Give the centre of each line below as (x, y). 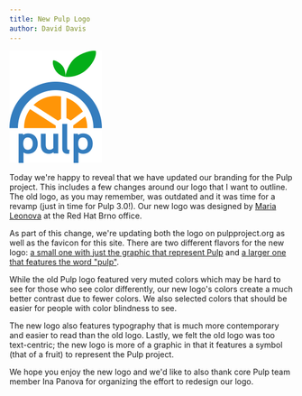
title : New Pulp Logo (50, 19)
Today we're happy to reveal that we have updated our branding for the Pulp (151, 177)
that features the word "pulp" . (64, 262)
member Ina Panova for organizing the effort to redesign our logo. (132, 381)
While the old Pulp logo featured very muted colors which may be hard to (145, 279)
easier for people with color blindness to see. (93, 308)
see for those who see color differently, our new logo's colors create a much (151, 289)
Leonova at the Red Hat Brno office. (76, 216)
